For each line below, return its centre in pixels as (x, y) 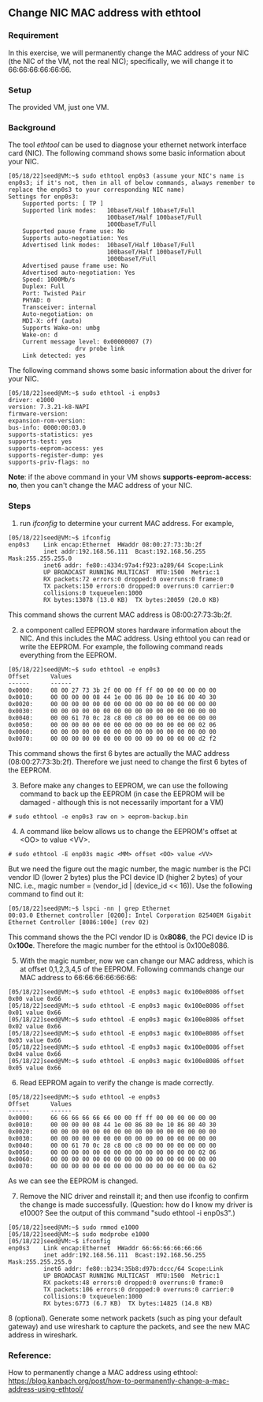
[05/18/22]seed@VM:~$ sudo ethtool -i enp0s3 (84, 393)
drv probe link (100, 349)
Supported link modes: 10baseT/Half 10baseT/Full (109, 211)
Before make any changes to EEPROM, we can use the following (124, 785)
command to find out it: (46, 894)
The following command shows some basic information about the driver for (130, 370)
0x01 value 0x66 (35, 1013)
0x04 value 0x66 (35, 1054)
